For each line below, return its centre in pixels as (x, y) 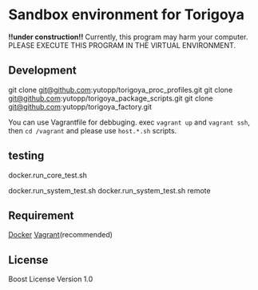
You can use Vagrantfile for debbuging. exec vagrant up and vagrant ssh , (129, 122)
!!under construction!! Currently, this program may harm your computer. (128, 37)
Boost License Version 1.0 (51, 279)
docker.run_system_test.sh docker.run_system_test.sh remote (109, 190)
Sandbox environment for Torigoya (127, 15)
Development (43, 71)
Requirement (41, 215)
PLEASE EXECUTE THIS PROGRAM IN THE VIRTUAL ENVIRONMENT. (122, 45)
